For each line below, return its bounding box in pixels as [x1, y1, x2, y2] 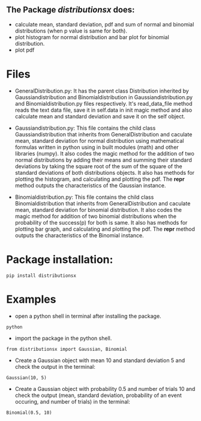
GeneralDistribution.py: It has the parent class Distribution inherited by [14, 87, 189, 94]
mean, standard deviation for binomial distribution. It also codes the [14, 206, 182, 213]
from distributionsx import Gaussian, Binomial [6, 346, 128, 352]
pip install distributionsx [6, 273, 77, 279]
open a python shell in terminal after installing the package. [14, 312, 161, 320]
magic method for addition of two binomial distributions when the [14, 213, 177, 220]
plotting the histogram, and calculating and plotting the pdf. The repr [14, 175, 185, 183]
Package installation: [6, 252, 113, 266]
